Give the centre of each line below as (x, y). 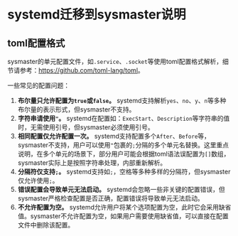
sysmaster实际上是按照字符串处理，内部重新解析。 (92, 163)
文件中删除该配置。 (46, 225)
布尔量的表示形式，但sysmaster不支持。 (76, 109)
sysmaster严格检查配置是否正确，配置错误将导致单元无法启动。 (110, 198)
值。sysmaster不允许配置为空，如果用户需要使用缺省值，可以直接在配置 (123, 216)
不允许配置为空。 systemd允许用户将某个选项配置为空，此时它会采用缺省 (124, 207)
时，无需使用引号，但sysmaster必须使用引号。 (86, 127)
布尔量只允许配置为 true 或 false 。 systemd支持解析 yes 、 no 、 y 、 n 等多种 (122, 101)
